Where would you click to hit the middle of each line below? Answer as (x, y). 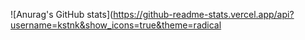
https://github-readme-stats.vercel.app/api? (204, 14)
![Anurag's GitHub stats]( (62, 14)
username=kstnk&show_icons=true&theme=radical (116, 25)
